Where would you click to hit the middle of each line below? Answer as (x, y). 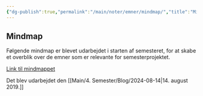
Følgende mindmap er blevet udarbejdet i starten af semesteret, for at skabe (101, 51)
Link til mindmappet (31, 69)
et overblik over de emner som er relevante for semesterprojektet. (88, 57)
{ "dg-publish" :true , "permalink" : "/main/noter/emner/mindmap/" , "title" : (98, 12)
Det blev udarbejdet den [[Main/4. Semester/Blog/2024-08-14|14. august (97, 81)
